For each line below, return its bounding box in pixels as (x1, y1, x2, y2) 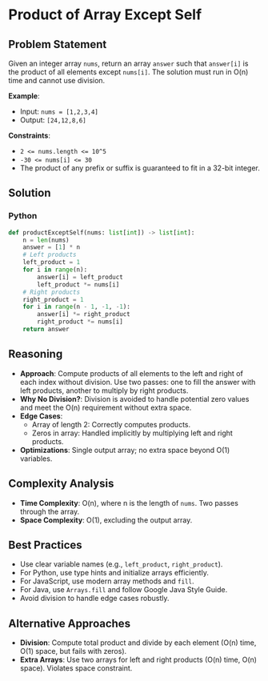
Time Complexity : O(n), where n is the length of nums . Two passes (19, 498, 238, 507)
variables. (19, 454, 53, 463)
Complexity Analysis (8, 477, 114, 491)
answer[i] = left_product (37, 273, 124, 281)
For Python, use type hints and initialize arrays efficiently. (19, 568, 210, 578)
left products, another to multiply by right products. (19, 386, 189, 395)
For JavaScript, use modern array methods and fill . (19, 576, 194, 586)
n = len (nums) (22, 236, 70, 244)
